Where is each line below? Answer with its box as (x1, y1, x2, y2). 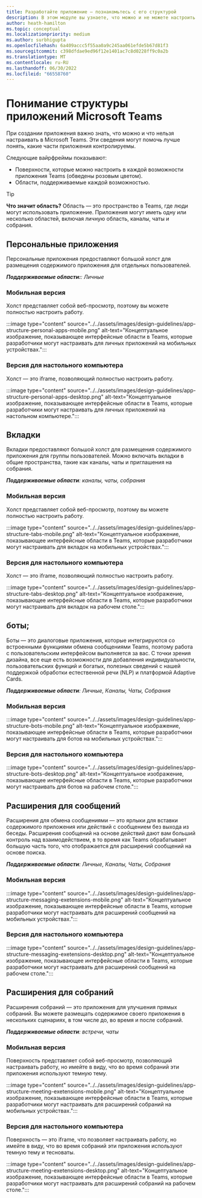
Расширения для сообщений (6, 800, 121, 811)
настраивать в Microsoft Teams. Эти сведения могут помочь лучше (6, 136, 181, 143)
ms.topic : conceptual (6, 25, 61, 32)
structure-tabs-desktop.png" (6, 591, 78, 597)
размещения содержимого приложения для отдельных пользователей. (6, 261, 191, 269)
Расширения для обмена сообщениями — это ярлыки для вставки (6, 817, 178, 824)
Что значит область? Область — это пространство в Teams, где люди (6, 202, 189, 209)
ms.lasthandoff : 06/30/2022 (6, 65, 77, 71)
